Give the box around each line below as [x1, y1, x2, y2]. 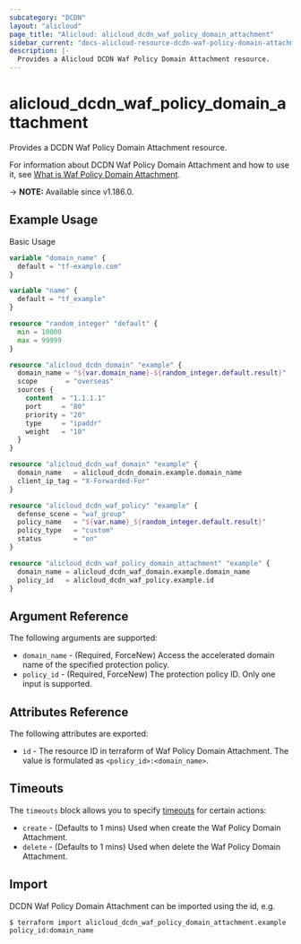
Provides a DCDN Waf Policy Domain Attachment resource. [9, 142, 228, 152]
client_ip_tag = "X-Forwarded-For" [17, 476, 150, 485]
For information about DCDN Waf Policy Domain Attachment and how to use [9, 159, 289, 170]
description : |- [9, 47, 70, 56]
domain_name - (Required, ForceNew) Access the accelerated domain [21, 650, 275, 661]
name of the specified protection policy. [21, 660, 170, 671]
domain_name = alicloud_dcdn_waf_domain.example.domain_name [17, 567, 251, 576]
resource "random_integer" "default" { [9, 319, 159, 328]
